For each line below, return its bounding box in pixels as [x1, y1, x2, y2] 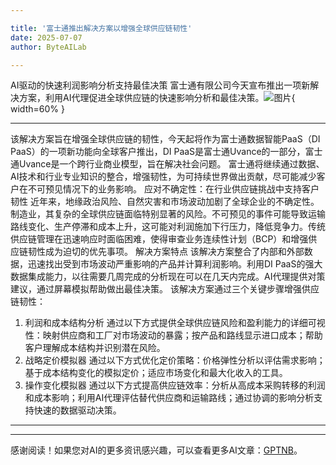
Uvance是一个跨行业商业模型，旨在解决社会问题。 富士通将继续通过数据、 [18, 158, 325, 170]
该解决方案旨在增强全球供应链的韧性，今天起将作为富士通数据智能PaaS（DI [10, 133, 321, 145]
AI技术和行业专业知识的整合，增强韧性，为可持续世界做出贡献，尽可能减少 [10, 171, 317, 183]
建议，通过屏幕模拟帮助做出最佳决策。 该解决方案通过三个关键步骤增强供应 [10, 283, 320, 295]
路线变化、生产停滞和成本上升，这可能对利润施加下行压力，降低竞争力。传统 [10, 221, 326, 233]
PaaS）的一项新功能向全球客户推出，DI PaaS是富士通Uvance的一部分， [10, 146, 306, 158]
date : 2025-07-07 [10, 32, 83, 43]
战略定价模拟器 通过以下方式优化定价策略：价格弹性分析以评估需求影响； [24, 354, 326, 366]
